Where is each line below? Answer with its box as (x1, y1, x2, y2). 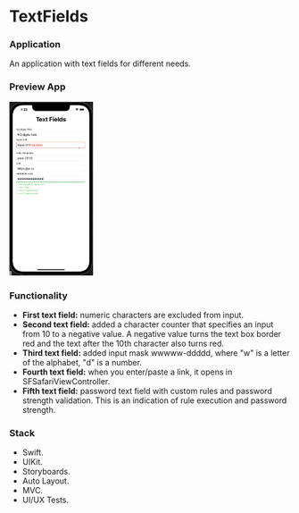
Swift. (21, 447, 44, 458)
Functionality (9, 289, 69, 301)
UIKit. (21, 457, 43, 467)
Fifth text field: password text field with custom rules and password (21, 386, 272, 396)
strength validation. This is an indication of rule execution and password (21, 395, 287, 406)
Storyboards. (21, 467, 71, 477)
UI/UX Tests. (21, 494, 70, 506)
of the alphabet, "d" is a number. (21, 357, 143, 367)
